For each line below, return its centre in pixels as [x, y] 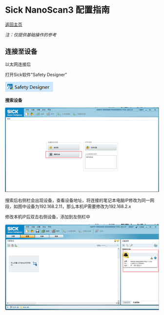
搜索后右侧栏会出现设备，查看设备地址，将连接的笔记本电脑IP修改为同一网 [80, 201]
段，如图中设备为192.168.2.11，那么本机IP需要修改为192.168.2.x [68, 206]
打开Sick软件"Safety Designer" [36, 74]
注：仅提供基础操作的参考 [31, 35]
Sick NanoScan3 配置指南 [57, 10]
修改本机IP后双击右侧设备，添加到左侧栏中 [48, 217]
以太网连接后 [18, 64]
